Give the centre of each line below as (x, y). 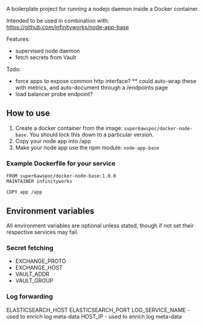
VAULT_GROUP (34, 281)
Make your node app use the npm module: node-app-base (87, 147)
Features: (18, 39)
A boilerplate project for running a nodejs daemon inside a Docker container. (103, 9)
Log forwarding (30, 297)
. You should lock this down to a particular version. (90, 135)
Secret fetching (30, 248)
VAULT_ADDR (32, 274)
